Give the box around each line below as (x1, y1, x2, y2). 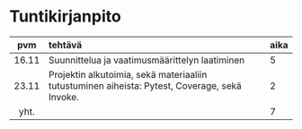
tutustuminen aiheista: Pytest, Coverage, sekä (48, 79, 242, 91)
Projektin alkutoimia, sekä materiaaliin (48, 68, 208, 81)
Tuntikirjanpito (9, 6, 121, 27)
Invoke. (48, 90, 79, 103)
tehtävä (48, 39, 83, 51)
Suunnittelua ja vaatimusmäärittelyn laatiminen (48, 54, 245, 66)
